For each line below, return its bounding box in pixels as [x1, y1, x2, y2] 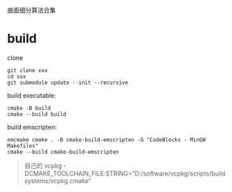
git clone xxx [7, 67, 48, 74]
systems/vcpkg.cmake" [24, 176, 91, 185]
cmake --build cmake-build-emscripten [7, 148, 119, 155]
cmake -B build [7, 105, 51, 112]
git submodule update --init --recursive [7, 79, 129, 86]
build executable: [7, 91, 57, 99]
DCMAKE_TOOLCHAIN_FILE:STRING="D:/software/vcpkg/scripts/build [24, 169, 226, 177]
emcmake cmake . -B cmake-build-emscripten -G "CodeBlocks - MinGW [7, 136, 206, 143]
